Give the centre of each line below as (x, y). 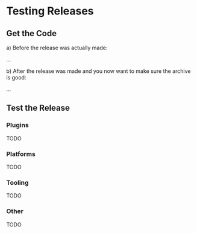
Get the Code (32, 33)
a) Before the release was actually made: (57, 48)
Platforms (21, 154)
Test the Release (38, 108)
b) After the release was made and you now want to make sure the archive (98, 71)
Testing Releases (50, 11)
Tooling (17, 182)
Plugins (17, 125)
